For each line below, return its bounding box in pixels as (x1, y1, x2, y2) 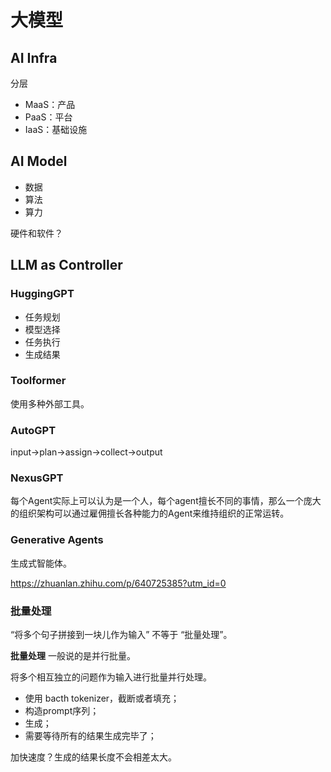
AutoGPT (10, 423, 57, 437)
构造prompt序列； (24, 704, 100, 716)
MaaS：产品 (24, 99, 76, 110)
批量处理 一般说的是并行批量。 (10, 649, 136, 661)
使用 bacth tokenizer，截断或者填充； (24, 692, 180, 704)
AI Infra (10, 49, 58, 66)
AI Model (10, 153, 68, 170)
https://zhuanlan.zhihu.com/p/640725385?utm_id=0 (10, 577, 227, 589)
